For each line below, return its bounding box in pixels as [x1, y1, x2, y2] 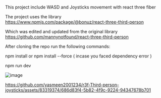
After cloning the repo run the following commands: [5, 44, 110, 49]
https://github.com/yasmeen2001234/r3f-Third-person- [5, 82, 119, 88]
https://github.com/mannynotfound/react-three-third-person [5, 34, 129, 40]
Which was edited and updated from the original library [5, 29, 118, 34]
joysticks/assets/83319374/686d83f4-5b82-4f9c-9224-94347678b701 [5, 87, 151, 93]
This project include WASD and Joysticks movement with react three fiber [5, 4, 156, 10]
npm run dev [5, 63, 31, 68]
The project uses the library [5, 14, 62, 19]
